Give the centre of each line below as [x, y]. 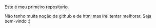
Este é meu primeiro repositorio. [37, 7]
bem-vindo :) [18, 21]
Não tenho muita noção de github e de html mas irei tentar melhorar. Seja [78, 16]
